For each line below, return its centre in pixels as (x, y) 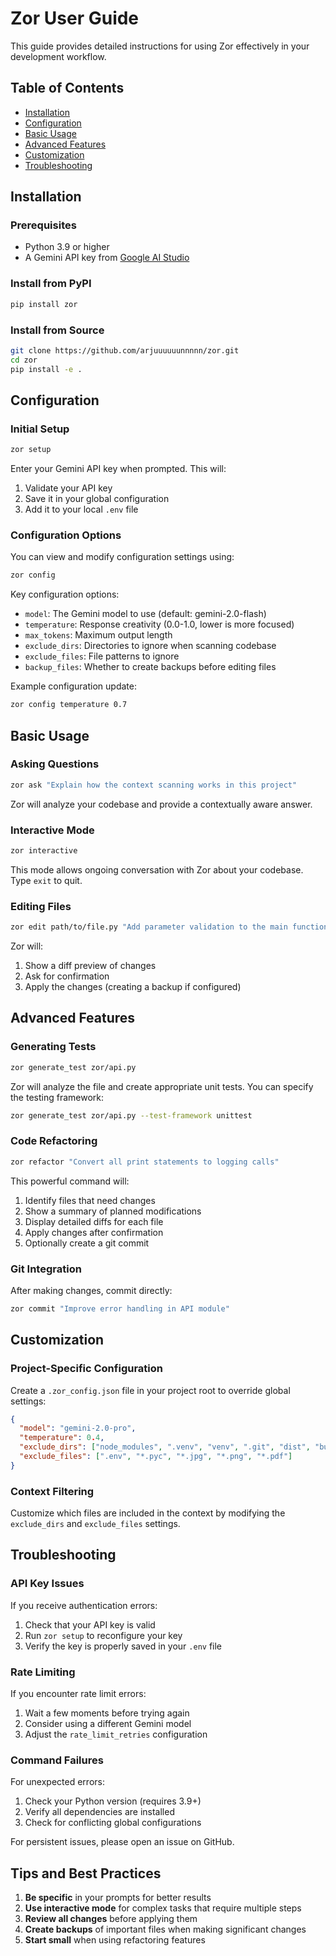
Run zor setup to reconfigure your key (103, 1635)
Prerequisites (43, 225)
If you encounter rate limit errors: (78, 1694)
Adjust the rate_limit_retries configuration (116, 1734)
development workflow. (58, 56)
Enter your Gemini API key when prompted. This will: (118, 469)
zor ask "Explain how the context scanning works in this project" (154, 785)
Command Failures (57, 1760)
